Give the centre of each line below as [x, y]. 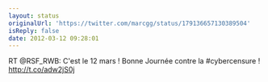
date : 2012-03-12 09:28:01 [54, 38]
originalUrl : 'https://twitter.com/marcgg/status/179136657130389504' [130, 23]
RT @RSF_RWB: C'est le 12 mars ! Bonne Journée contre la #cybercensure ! [134, 61]
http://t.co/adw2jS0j [42, 70]
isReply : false [34, 31]
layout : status [34, 16]
